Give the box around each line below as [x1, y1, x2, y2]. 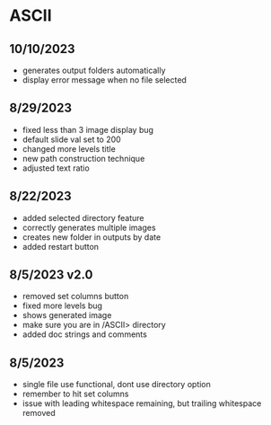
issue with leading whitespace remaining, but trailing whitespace [22, 398, 262, 409]
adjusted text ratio [22, 163, 90, 173]
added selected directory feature [22, 212, 144, 223]
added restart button [22, 241, 100, 252]
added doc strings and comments [22, 329, 148, 340]
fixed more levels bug [22, 300, 103, 311]
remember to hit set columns [22, 388, 129, 400]
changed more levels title [22, 143, 117, 154]
